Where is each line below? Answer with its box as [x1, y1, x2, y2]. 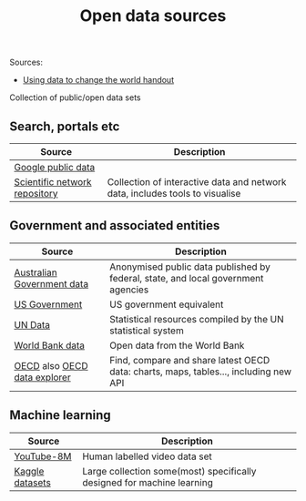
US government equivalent [108, 298, 224, 311]
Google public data [14, 161, 96, 173]
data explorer [14, 371, 71, 383]
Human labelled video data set [81, 450, 212, 463]
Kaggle [14, 465, 45, 477]
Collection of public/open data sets [9, 92, 141, 103]
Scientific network [14, 176, 93, 188]
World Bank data [14, 339, 85, 352]
